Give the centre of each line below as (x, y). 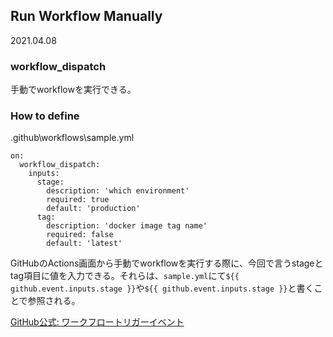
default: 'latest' (84, 244)
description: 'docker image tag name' (127, 226)
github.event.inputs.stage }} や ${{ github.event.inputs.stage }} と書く (162, 288)
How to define (45, 116)
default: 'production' (93, 209)
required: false (80, 235)
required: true (78, 200)
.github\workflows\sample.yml (72, 138)
